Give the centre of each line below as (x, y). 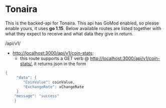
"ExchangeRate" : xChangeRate (54, 87)
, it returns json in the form (59, 63)
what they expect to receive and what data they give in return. (69, 33)
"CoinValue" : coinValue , (49, 82)
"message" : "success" (37, 96)
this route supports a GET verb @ (54, 58)
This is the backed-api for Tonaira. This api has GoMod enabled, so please (82, 23)
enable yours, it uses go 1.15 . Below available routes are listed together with (83, 28)
